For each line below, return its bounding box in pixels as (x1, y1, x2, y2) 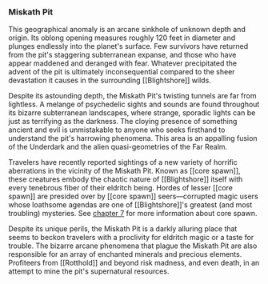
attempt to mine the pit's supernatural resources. (8, 266, 170, 276)
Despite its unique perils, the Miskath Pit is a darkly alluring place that (8, 224, 238, 234)
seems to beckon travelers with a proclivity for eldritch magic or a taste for (8, 233, 254, 242)
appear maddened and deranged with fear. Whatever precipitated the (8, 58, 238, 68)
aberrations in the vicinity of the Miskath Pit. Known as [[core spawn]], (8, 166, 242, 176)
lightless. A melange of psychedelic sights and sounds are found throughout (8, 99, 260, 110)
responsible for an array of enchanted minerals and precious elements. (8, 250, 242, 259)
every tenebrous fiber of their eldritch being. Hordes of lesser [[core (8, 183, 234, 193)
